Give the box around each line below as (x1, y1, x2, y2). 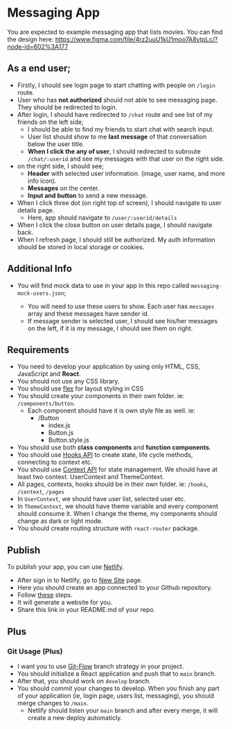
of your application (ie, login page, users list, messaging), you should (17, 691, 215, 700)
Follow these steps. (17, 591, 73, 600)
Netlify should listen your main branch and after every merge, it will (27, 706, 218, 714)
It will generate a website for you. (17, 598, 113, 606)
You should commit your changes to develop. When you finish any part (17, 684, 220, 692)
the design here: (7, 35, 54, 43)
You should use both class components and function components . (17, 443, 211, 451)
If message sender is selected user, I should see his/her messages (27, 316, 218, 325)
